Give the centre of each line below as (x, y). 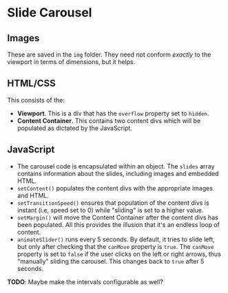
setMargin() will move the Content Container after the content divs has (117, 217)
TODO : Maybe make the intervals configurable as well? (85, 282)
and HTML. (33, 195)
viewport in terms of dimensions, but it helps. (71, 62)
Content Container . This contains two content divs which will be (109, 120)
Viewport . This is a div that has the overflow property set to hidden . (113, 113)
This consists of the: (36, 100)
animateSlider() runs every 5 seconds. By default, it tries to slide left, (116, 239)
